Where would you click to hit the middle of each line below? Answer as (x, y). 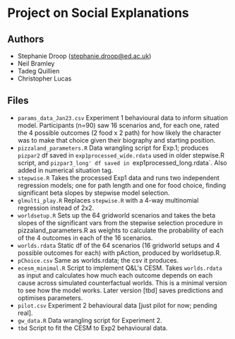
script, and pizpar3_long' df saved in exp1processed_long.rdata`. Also (122, 162)
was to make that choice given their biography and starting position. (116, 140)
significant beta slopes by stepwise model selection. (94, 193)
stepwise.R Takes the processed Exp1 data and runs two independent (119, 177)
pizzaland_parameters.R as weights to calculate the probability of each (121, 230)
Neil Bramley (36, 64)
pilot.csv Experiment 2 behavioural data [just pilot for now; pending (117, 305)
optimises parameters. (50, 297)
